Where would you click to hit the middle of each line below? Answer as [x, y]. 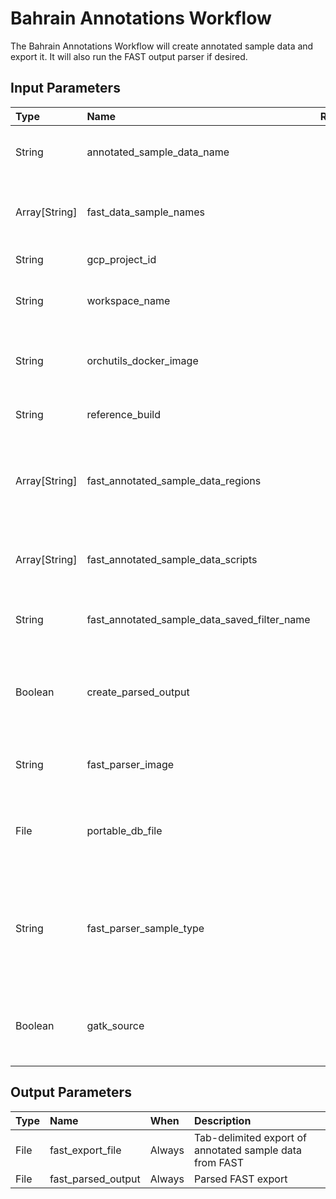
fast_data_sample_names [145, 212]
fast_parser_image [130, 764]
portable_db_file [124, 830]
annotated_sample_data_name [158, 152]
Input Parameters [65, 88]
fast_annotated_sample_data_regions [174, 480]
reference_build [123, 414]
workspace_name [128, 300]
